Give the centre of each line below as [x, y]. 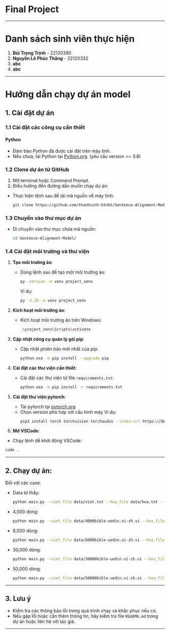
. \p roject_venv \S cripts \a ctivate [55, 329]
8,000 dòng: [26, 530]
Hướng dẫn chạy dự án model [68, 94]
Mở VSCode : [26, 431]
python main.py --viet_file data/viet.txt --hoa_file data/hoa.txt [85, 502]
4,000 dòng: [26, 512]
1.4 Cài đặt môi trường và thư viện [47, 251]
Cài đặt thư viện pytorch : [39, 396]
